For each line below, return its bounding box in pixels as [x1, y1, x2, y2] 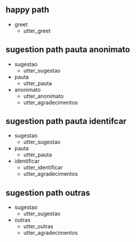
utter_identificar [23, 164, 63, 171]
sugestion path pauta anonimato [5, 44, 131, 55]
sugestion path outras [5, 187, 90, 198]
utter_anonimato [23, 92, 64, 100]
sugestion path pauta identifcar [5, 116, 127, 127]
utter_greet [23, 27, 51, 34]
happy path [5, 5, 49, 15]
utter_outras [23, 223, 54, 230]
